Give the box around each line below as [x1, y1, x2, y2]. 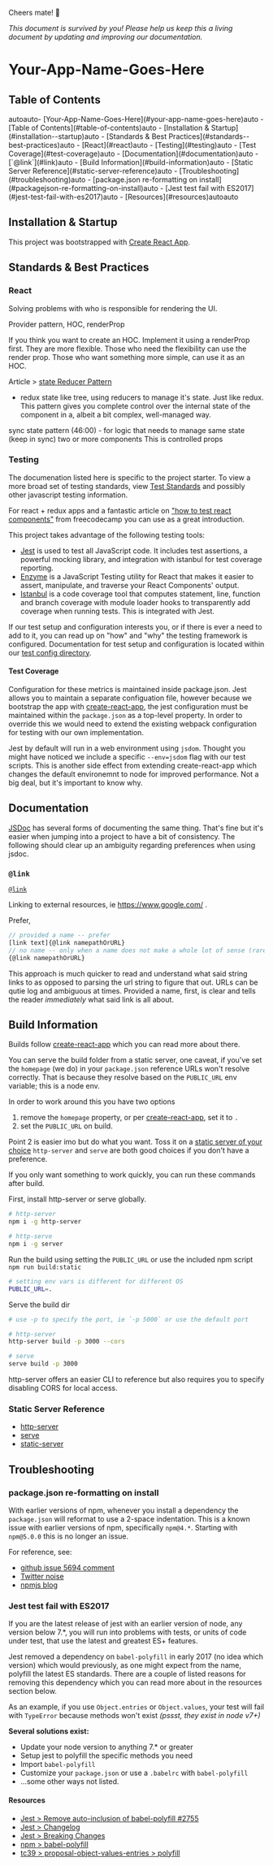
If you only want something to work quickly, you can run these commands [8, 1170, 256, 1180]
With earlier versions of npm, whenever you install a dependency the [8, 1505, 239, 1515]
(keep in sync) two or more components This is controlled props [8, 434, 223, 444]
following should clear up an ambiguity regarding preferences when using [8, 840, 256, 850]
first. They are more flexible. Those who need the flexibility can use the [8, 344, 247, 353]
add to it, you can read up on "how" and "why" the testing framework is [8, 630, 248, 640]
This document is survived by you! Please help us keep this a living [8, 24, 233, 32]
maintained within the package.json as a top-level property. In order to [8, 711, 243, 720]
